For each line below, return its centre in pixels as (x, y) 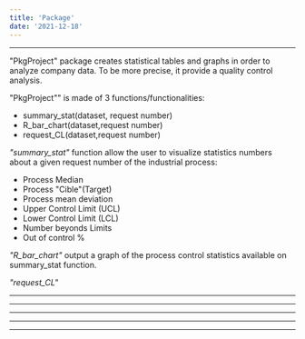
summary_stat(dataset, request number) (98, 115)
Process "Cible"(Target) (67, 189)
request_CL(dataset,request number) (92, 135)
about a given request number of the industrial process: (113, 162)
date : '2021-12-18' (46, 26)
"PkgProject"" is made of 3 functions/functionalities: (107, 97)
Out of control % (54, 237)
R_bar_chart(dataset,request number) (93, 125)
